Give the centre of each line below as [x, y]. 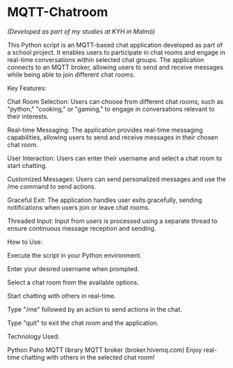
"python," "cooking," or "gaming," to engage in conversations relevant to [111, 109]
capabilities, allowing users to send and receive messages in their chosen [113, 137]
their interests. [28, 116]
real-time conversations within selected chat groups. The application [106, 59]
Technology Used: [33, 336]
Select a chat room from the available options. [73, 282]
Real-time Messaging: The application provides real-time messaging [105, 130]
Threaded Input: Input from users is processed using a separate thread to [112, 221]
